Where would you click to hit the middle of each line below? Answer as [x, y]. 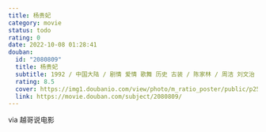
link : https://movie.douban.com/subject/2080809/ [99, 96]
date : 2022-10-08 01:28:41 [53, 45]
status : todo [30, 30]
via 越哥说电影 [32, 120]
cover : [26, 89]
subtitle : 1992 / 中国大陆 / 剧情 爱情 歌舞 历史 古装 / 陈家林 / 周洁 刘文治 [135, 74]
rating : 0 [25, 38]
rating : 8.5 [35, 81]
